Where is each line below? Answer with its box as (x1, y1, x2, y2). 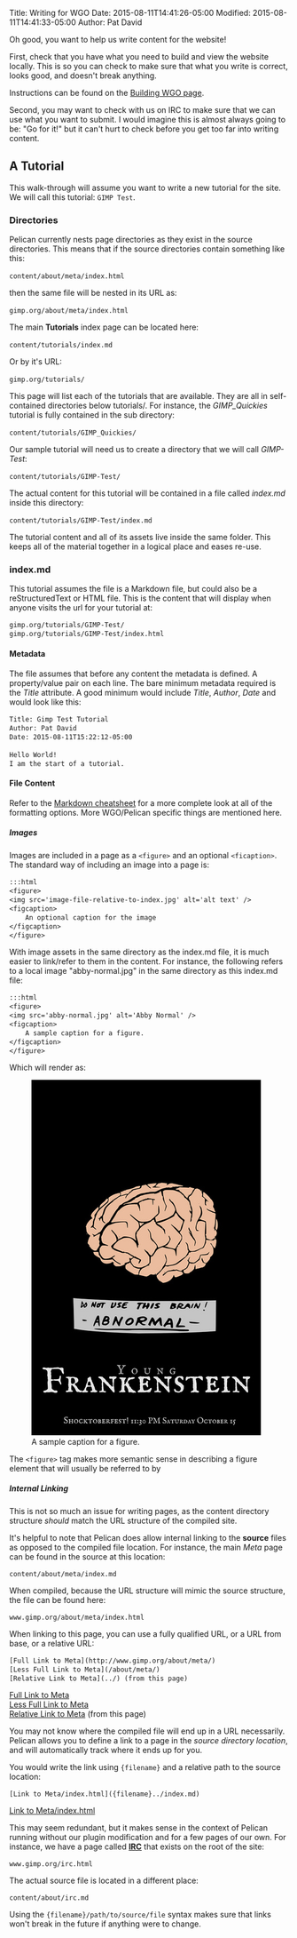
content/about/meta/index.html (9, 272, 125, 281)
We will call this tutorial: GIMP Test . (9, 191, 136, 203)
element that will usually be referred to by (9, 1463, 161, 1473)
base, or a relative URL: (9, 1638, 95, 1648)
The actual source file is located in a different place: (9, 1875, 199, 1886)
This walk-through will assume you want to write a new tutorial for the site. (9, 182, 282, 193)
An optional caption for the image (25, 913, 157, 922)
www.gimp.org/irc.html (9, 1859, 93, 1869)
